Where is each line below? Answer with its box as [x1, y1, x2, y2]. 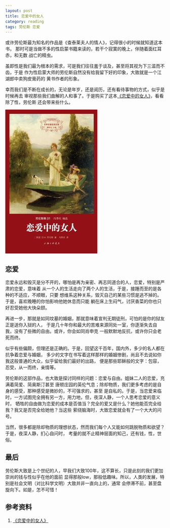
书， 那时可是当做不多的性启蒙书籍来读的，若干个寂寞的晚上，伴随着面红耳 [5, 46, 162, 52]
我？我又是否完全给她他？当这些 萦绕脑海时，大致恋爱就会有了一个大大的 [5, 407, 157, 413]
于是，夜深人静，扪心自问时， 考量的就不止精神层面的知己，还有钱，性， [5, 430, 157, 437]
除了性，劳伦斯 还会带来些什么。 [5, 99, 73, 105]
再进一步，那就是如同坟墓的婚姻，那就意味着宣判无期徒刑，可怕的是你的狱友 [5, 316, 165, 322]
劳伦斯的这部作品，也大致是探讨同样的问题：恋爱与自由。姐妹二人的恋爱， [5, 375, 160, 381]
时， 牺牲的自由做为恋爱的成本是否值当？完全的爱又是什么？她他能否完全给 [5, 400, 162, 407]
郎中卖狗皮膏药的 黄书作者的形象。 [9, 76, 82, 82]
